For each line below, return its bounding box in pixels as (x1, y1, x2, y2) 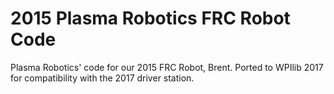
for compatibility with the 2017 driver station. (10, 72, 195, 84)
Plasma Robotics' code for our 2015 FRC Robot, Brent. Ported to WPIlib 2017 (10, 61, 324, 73)
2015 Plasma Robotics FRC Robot (10, 7, 291, 30)
